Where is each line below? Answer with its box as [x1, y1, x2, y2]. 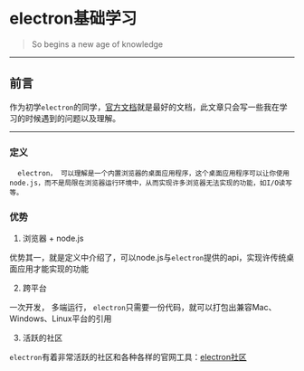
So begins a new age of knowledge [31, 38, 164, 50]
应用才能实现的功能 [16, 263, 89, 274]
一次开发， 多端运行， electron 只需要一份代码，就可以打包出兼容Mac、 [9, 302, 277, 313]
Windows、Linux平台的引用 [9, 313, 112, 324]
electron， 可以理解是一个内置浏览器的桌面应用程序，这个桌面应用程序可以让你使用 [17, 169, 290, 178]
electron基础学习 [9, 8, 138, 29]
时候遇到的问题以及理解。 [24, 112, 120, 123]
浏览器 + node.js [22, 233, 84, 244]
